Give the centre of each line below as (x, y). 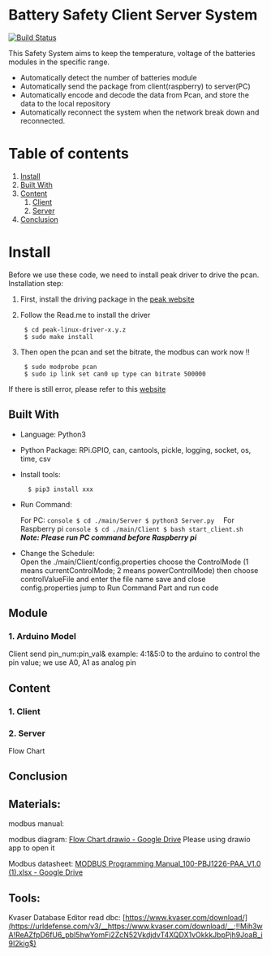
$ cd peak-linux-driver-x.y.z (75, 330)
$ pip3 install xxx (60, 489)
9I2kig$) (22, 943)
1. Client (24, 711)
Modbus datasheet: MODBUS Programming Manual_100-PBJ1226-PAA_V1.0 (135, 864)
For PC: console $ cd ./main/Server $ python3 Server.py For (127, 520)
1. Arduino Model (43, 636)
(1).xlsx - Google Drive (46, 872)
